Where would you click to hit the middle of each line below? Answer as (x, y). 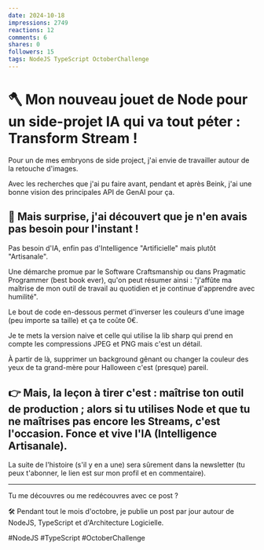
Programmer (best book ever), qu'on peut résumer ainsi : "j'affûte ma (120, 280)
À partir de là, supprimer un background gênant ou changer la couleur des (128, 359)
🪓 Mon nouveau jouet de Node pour (128, 100)
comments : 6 (27, 37)
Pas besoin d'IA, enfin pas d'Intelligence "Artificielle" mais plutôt (112, 247)
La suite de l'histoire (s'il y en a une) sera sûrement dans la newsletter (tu (126, 465)
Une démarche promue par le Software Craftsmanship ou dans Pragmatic (127, 271)
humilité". (23, 296)
